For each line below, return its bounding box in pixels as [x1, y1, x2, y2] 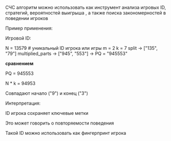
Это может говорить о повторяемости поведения [5, 120, 114, 126]
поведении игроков [5, 15, 49, 21]
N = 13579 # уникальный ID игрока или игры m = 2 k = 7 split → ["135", [5, 45, 158, 51]
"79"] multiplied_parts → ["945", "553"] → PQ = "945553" [5, 51, 128, 56]
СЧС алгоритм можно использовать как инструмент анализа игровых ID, [5, 5, 166, 10]
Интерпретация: [5, 100, 41, 106]
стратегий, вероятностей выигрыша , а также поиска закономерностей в [5, 10, 166, 16]
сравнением [5, 61, 34, 66]
